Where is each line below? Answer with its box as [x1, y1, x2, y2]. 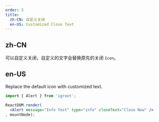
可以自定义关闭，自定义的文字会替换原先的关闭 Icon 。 [5, 55, 119, 61]
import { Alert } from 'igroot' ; [5, 93, 76, 99]
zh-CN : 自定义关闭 [10, 17, 45, 22]
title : [5, 12, 19, 17]
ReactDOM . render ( [5, 103, 42, 108]
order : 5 [5, 7, 24, 13]
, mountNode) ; [5, 112, 36, 117]
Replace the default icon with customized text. [5, 83, 103, 89]
